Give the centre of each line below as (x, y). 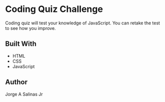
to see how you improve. (30, 28)
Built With (21, 44)
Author (16, 82)
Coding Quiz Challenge (54, 9)
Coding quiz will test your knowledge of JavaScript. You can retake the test (82, 23)
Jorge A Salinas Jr (24, 94)
